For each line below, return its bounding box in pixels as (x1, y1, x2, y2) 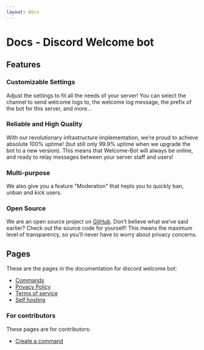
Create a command (15, 337, 64, 345)
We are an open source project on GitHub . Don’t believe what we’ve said (6, 218, 188, 225)
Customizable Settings (6, 78, 76, 86)
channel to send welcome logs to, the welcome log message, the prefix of (6, 98, 192, 106)
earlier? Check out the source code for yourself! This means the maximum (6, 224, 193, 232)
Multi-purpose (6, 169, 51, 177)
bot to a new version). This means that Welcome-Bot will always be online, (6, 147, 194, 154)
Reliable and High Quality (6, 120, 83, 128)
